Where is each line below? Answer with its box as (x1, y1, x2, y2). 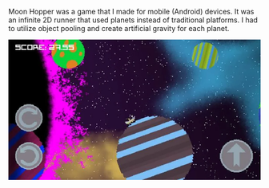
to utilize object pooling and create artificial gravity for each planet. (8, 24, 230, 33)
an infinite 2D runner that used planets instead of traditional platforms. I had (8, 15, 259, 25)
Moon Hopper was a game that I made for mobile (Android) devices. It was (8, 7, 255, 16)
